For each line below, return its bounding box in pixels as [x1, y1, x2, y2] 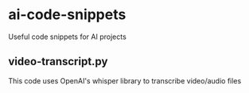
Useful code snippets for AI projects [8, 32, 127, 41]
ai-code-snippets [8, 6, 126, 24]
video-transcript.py [8, 55, 108, 68]
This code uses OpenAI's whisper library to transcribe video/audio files [8, 76, 242, 85]
